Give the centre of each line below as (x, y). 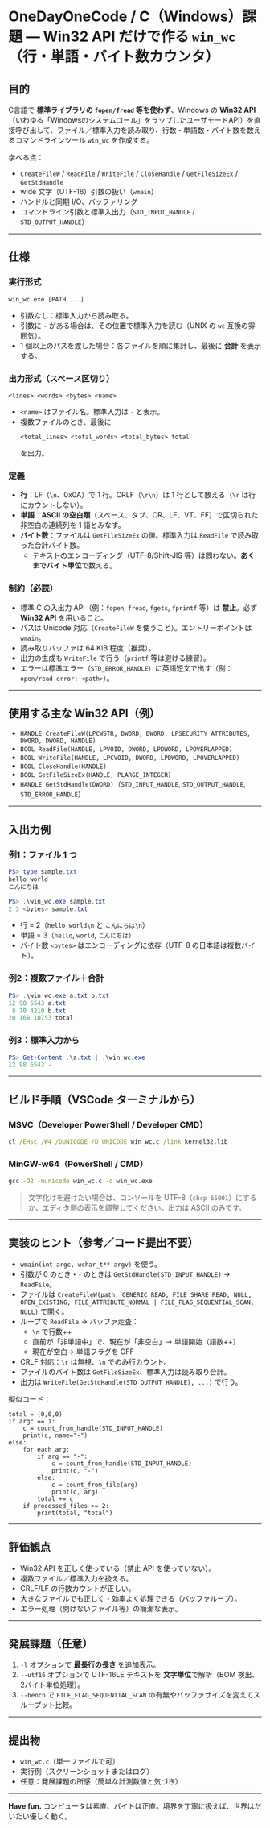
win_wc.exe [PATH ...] (46, 299)
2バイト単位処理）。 (52, 1685)
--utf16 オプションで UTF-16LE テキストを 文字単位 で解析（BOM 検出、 (139, 1675)
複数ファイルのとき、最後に (65, 422)
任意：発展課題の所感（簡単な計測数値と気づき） (101, 1781)
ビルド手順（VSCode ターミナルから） (104, 1100)
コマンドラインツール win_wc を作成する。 (84, 140)
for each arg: (46, 1449)
